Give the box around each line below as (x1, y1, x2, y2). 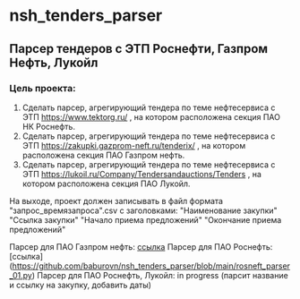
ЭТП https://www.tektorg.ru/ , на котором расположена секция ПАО (21, 111, 280, 122)
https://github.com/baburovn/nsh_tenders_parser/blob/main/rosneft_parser (12, 261, 291, 271)
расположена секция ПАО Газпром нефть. (21, 149, 185, 160)
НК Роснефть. (21, 121, 76, 132)
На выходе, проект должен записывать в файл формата (9, 195, 224, 206)
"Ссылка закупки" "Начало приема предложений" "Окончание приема (9, 214, 282, 225)
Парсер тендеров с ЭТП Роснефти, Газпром (9, 41, 269, 56)
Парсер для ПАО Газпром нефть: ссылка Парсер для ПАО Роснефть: (9, 241, 273, 252)
